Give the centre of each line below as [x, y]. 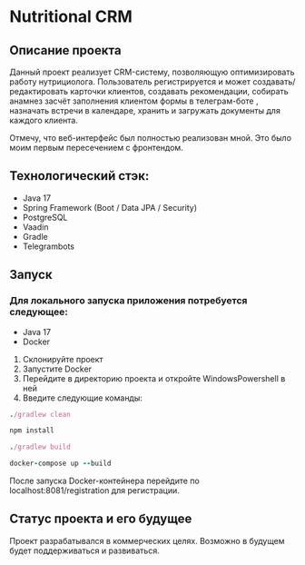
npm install [32, 431]
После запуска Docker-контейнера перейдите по [104, 481]
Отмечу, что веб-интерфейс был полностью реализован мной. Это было [151, 138]
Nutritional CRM [71, 17]
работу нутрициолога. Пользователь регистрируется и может [130, 82]
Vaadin [35, 227]
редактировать [39, 91]
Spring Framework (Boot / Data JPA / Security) [110, 207]
